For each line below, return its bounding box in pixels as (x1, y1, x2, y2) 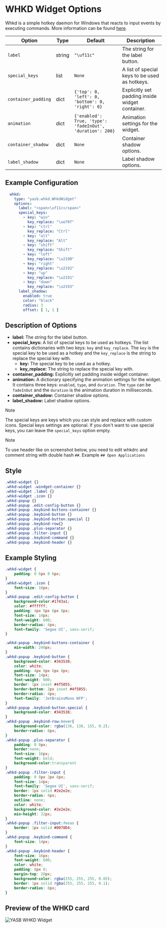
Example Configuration (5, 179, 79, 187)
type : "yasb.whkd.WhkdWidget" (14, 196, 77, 201)
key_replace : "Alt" (27, 238, 68, 243)
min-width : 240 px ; (14, 645, 52, 650)
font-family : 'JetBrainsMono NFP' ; (14, 696, 88, 701)
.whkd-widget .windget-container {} (5, 484, 81, 489)
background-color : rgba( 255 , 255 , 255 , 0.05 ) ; (14, 876, 112, 881)
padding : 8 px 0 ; (14, 867, 48, 872)
